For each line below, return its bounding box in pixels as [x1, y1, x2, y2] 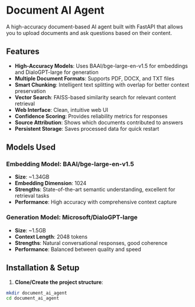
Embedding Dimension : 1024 [14, 180, 87, 187]
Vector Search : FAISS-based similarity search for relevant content [14, 93, 176, 101]
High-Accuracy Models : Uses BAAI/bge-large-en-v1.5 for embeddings [14, 62, 188, 69]
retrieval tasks [14, 192, 50, 199]
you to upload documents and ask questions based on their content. [6, 29, 173, 36]
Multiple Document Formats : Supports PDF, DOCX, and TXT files [14, 75, 175, 82]
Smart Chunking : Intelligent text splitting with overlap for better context [14, 81, 190, 88]
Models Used [6, 143, 56, 153]
